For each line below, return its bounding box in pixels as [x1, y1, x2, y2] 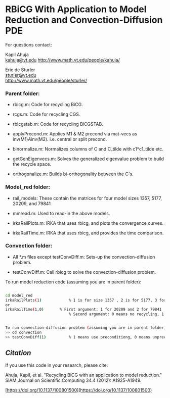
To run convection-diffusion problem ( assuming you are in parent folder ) [5, 325, 166, 330]
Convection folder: [5, 242, 53, 250]
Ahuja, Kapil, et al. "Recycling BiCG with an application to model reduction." [5, 372, 162, 378]
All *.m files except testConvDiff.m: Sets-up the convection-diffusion [12, 254, 155, 260]
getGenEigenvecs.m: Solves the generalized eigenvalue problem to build [12, 156, 164, 162]
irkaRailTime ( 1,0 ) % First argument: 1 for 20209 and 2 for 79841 [5, 307, 162, 312]
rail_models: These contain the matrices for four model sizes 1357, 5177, [12, 195, 162, 201]
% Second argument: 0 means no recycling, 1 [68, 312, 164, 317]
